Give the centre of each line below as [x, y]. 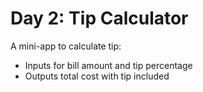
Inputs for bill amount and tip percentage [108, 65]
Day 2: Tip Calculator [99, 18]
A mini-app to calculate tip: [66, 46]
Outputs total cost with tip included [97, 76]
